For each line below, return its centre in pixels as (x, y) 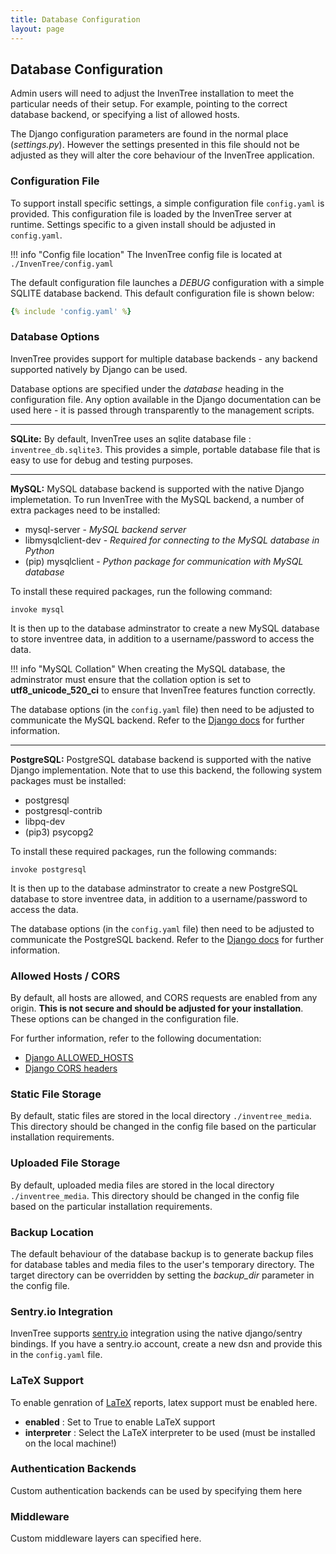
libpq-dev (45, 821)
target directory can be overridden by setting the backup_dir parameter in (162, 1275)
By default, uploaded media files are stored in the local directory (142, 1185)
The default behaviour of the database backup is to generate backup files (162, 1253)
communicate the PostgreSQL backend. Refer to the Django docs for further (167, 939)
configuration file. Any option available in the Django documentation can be (166, 399)
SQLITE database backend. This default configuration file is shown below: (162, 293)
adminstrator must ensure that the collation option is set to (131, 679)
